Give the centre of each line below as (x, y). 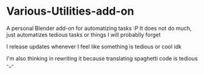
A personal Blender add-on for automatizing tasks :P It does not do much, (99, 28)
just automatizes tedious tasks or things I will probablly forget (83, 34)
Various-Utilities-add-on (70, 11)
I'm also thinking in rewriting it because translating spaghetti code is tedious (102, 58)
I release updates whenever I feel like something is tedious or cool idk (94, 46)
